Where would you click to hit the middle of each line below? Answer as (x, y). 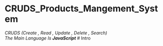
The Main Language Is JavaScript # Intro (48, 38)
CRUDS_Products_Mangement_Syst (81, 9)
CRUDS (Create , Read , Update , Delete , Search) (56, 33)
